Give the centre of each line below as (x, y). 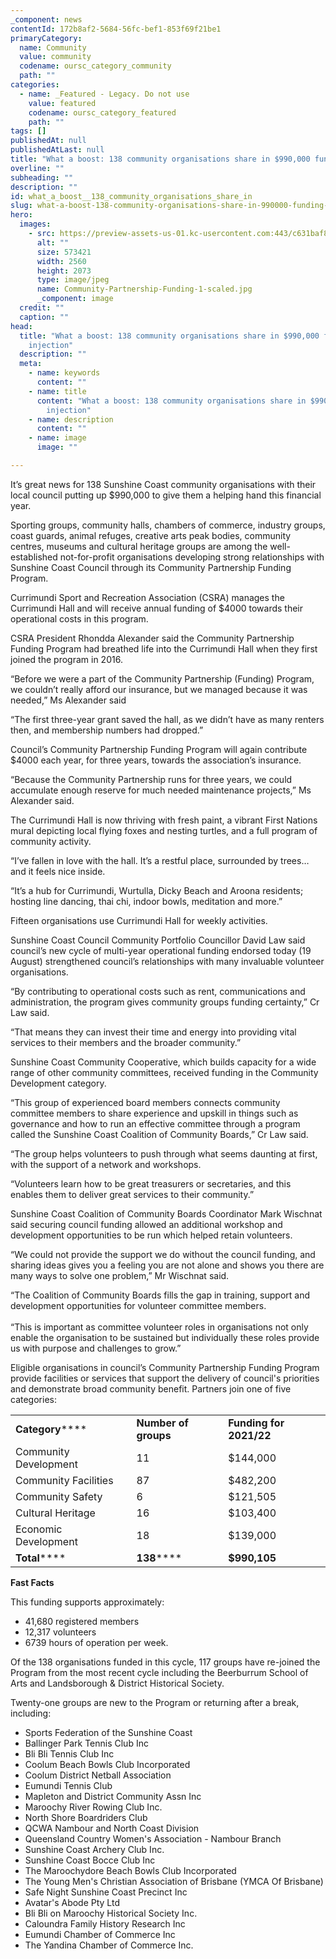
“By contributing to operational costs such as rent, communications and (158, 991)
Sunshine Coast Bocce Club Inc (90, 1860)
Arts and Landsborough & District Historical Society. (117, 1683)
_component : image (75, 299)
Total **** (41, 1558)
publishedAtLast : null (57, 150)
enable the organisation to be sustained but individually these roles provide (165, 1337)
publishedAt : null (48, 141)
